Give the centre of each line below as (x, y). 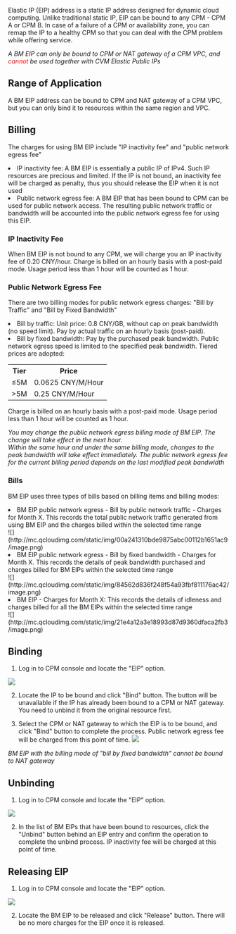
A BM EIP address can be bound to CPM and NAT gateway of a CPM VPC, (115, 100)
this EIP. (20, 220)
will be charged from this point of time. (74, 740)
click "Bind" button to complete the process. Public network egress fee (121, 731)
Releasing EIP (38, 872)
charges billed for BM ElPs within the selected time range (91, 569)
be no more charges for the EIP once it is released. (91, 923)
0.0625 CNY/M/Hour (69, 382)
